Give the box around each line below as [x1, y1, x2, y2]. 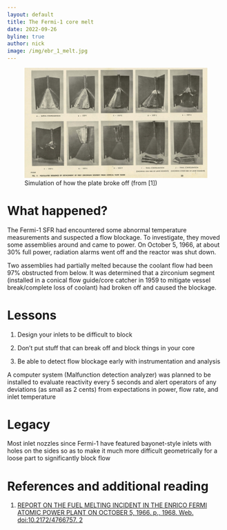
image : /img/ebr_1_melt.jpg [7, 48, 88, 55]
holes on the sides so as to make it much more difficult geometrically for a [7, 446, 218, 455]
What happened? [7, 202, 108, 218]
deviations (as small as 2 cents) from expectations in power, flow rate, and [7, 385, 219, 393]
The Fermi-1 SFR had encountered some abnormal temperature [7, 225, 188, 234]
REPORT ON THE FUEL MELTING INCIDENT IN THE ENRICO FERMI [17, 501, 208, 509]
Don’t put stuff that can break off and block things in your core [17, 343, 195, 352]
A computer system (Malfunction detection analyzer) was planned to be [7, 370, 212, 379]
